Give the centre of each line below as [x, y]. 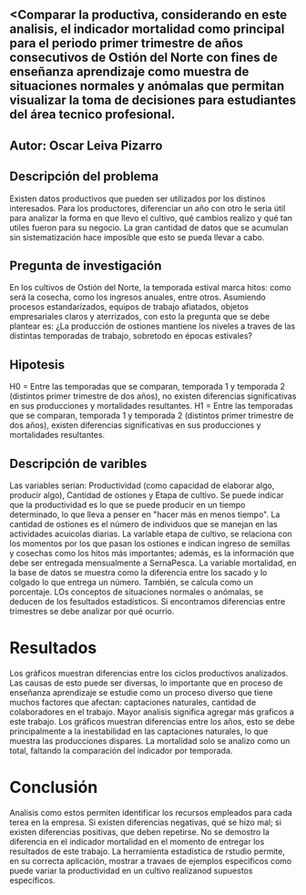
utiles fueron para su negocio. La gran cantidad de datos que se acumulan [149, 228]
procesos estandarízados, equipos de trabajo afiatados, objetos [129, 307]
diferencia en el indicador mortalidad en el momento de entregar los [137, 841]
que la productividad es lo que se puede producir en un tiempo [127, 505]
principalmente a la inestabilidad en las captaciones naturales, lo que [139, 731]
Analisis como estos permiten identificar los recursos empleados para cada [151, 812]
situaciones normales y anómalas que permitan [147, 86]
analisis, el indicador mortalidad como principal [147, 30]
